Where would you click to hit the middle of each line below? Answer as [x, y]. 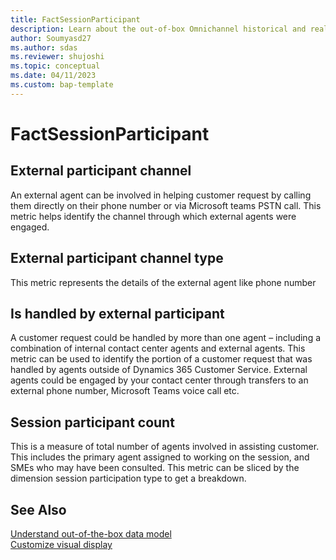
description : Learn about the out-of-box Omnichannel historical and [158, 29]
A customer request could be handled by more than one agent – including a [166, 338]
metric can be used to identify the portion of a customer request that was [161, 359]
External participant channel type [117, 258]
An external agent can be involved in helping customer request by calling [161, 195]
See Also [38, 509]
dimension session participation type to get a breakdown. [128, 478]
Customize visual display [61, 544]
